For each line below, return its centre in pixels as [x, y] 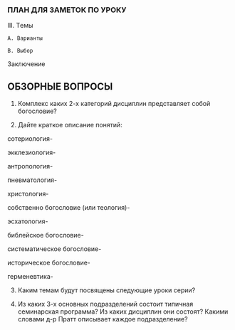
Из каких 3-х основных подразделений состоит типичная [105, 304]
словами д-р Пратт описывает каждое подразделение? [103, 319]
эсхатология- [28, 221]
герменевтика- [30, 277]
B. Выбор [20, 51]
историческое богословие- [49, 263]
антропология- [30, 166]
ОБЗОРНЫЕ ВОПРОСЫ [60, 86]
